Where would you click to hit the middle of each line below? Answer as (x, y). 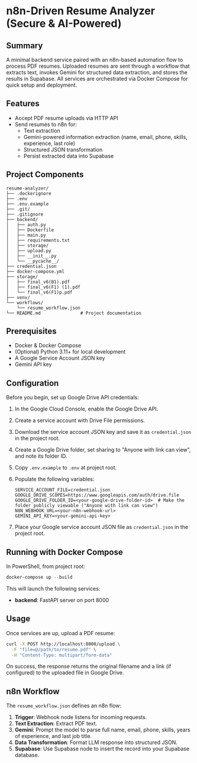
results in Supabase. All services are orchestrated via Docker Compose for (97, 79)
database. (27, 755)
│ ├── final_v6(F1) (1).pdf (43, 287)
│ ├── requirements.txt (38, 240)
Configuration (33, 383)
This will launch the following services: (53, 588)
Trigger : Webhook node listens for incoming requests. (81, 717)
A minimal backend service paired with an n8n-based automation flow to (95, 60)
